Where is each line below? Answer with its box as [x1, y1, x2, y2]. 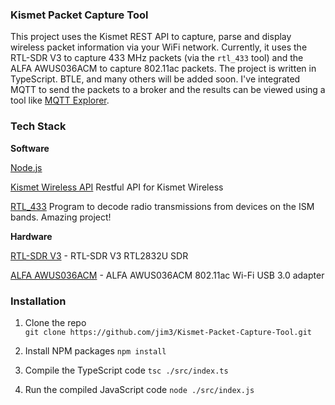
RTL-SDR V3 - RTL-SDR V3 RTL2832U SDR [10, 249, 189, 262]
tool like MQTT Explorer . [10, 94, 110, 107]
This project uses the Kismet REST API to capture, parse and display [10, 31, 292, 43]
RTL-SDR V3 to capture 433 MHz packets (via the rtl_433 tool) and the [10, 52, 304, 64]
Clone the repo [24, 316, 87, 328]
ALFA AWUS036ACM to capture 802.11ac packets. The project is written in [10, 63, 317, 75]
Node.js [10, 161, 43, 173]
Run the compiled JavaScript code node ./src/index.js [24, 383, 255, 395]
